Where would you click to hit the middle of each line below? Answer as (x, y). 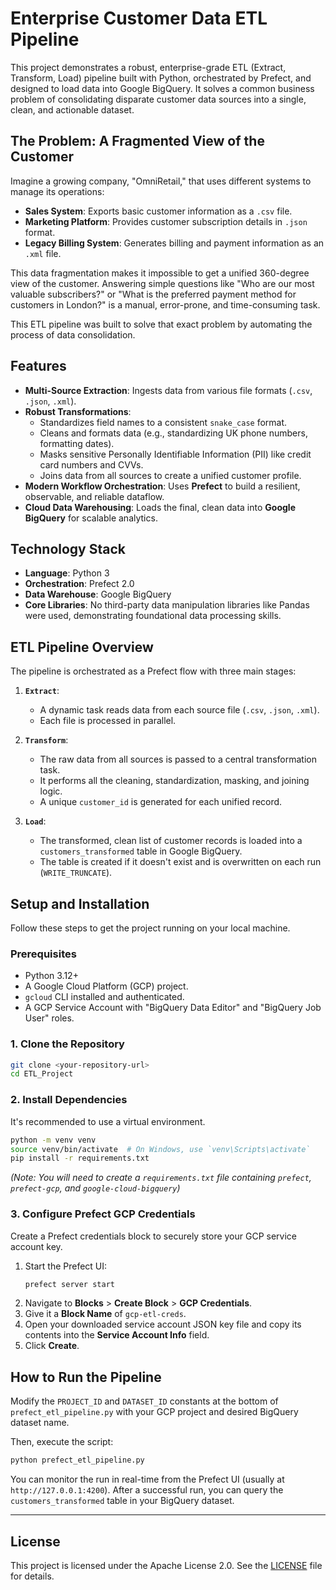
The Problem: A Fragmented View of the (137, 141)
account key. (36, 1246)
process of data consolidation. (73, 334)
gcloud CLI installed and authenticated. (104, 997)
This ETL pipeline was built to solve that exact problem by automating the (161, 324)
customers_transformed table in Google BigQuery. (141, 851)
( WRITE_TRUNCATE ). (76, 873)
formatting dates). (77, 443)
